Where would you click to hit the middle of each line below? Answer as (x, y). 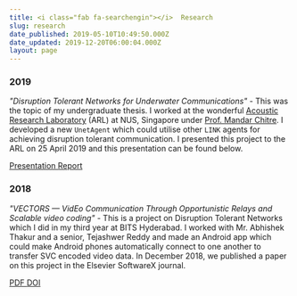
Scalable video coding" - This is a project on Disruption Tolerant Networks (146, 218)
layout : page (33, 51)
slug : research (37, 26)
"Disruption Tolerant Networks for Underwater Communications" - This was (148, 101)
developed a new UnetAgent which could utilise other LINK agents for (135, 129)
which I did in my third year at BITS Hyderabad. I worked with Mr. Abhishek (147, 227)
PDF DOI (25, 283)
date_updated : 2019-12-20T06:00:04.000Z (86, 42)
